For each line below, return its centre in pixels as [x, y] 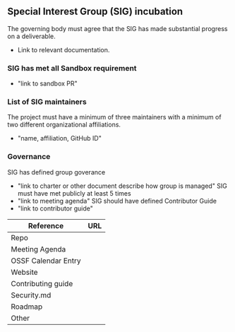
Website [24, 272]
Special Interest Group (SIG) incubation [95, 12]
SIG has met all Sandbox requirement [72, 68]
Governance [29, 157]
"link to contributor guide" [55, 208]
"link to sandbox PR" [47, 83]
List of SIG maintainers [47, 102]
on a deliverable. [31, 36]
